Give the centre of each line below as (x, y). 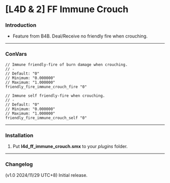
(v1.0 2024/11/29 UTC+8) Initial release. (46, 175)
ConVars (16, 54)
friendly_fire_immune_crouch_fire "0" (46, 87)
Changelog (19, 164)
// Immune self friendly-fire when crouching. (55, 96)
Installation (19, 135)
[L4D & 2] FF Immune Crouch (67, 9)
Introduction (21, 25)
